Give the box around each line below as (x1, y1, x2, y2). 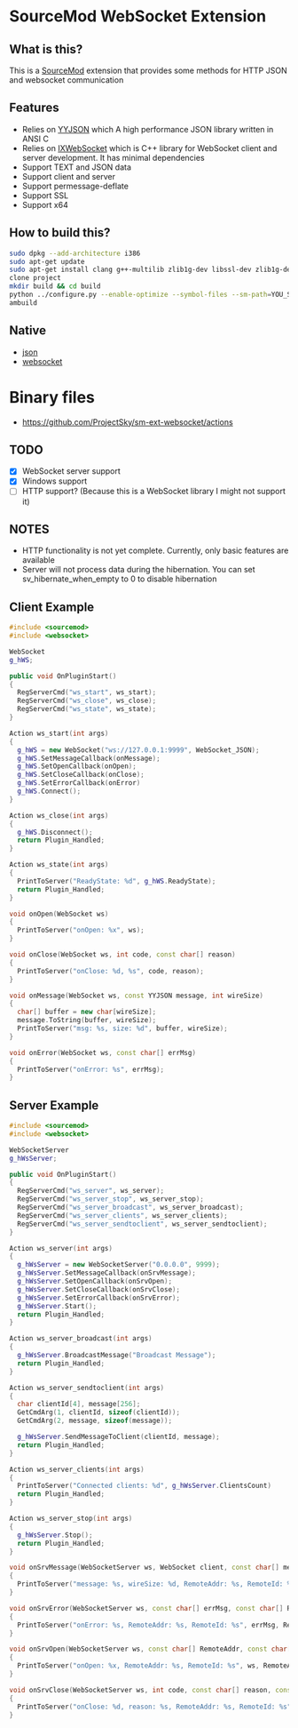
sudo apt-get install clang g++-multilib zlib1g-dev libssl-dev (9, 265, 252, 275)
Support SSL (21, 189, 69, 201)
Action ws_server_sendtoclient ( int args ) (9, 1383, 165, 1392)
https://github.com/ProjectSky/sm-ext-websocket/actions (21, 416, 233, 428)
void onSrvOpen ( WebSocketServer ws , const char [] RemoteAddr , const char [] (9, 1644, 295, 1654)
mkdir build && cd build (9, 282, 101, 291)
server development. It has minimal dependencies (21, 152, 206, 163)
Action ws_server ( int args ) (9, 1244, 114, 1252)
